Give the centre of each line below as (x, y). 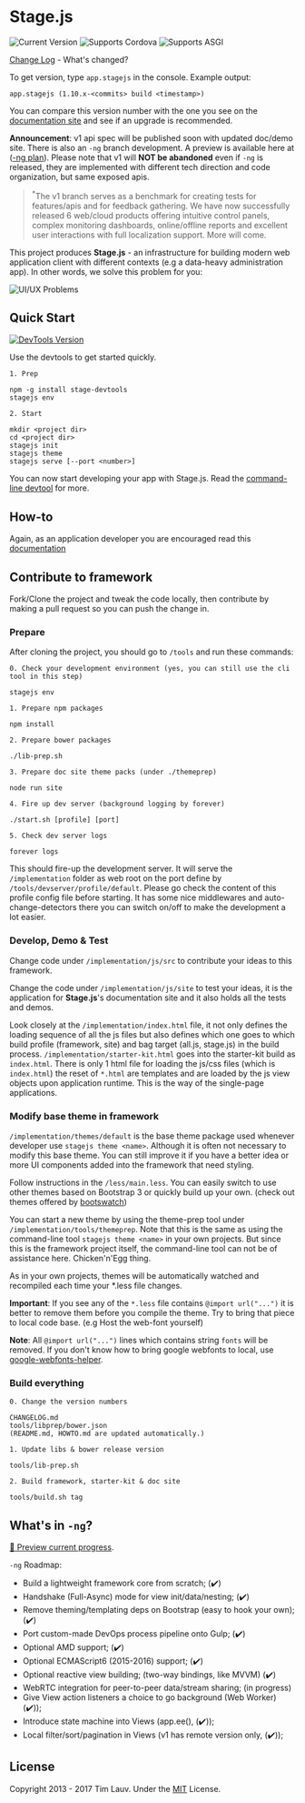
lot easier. (28, 917)
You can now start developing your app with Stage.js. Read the (127, 479)
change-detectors (43, 907)
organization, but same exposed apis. (79, 177)
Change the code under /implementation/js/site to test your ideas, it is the (151, 988)
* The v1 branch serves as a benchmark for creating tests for (144, 195)
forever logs (34, 852)
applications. (33, 1092)
